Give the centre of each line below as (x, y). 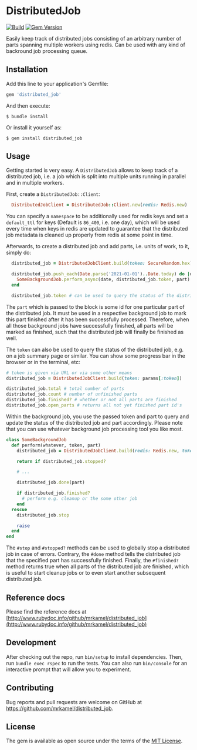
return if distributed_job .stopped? (62, 461)
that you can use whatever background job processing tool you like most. (95, 429)
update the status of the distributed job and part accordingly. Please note (94, 422)
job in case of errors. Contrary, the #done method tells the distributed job (93, 554)
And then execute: (28, 106)
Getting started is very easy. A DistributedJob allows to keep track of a (92, 170)
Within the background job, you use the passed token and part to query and (98, 416)
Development (31, 643)
